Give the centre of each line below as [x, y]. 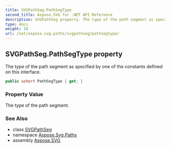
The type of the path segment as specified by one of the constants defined [84, 66]
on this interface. [23, 72]
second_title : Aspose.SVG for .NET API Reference [59, 15]
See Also [17, 119]
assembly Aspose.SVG [36, 140]
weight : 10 [17, 29]
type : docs [17, 24]
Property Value [24, 94]
